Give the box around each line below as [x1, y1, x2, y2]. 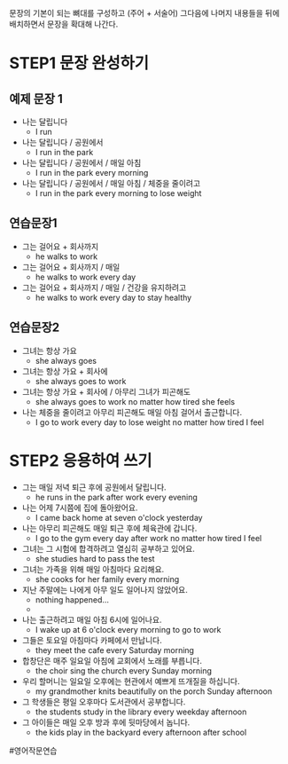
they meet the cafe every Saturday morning [35, 644, 195, 655]
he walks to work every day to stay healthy [35, 292, 192, 303]
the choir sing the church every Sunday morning [35, 665, 213, 676]
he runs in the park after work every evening [35, 492, 198, 502]
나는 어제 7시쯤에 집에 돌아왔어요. [21, 502, 138, 513]
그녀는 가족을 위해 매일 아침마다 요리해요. [21, 563, 165, 574]
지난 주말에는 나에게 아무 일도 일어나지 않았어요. [21, 584, 188, 595]
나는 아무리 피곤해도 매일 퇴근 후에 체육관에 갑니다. [21, 523, 198, 533]
